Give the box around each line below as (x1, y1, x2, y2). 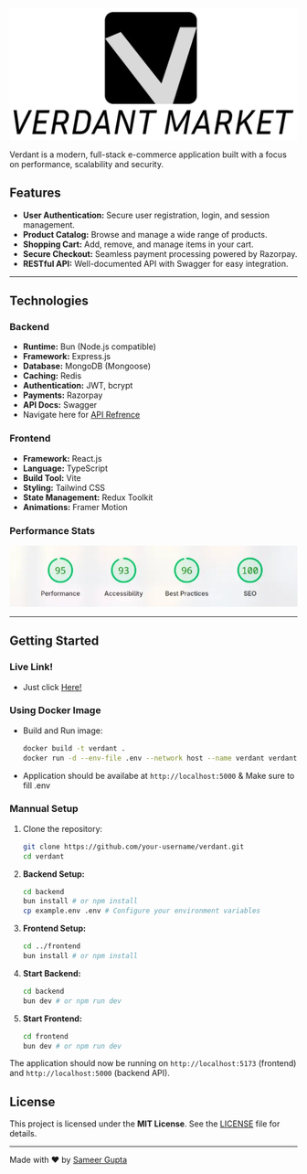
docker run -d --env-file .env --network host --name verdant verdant (22, 753, 298, 763)
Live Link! (9, 661, 53, 674)
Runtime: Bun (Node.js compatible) (22, 341, 157, 352)
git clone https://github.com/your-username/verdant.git (22, 842, 245, 851)
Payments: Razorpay (22, 390, 103, 400)
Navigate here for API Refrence (22, 410, 141, 421)
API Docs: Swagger (22, 400, 98, 411)
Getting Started (9, 634, 100, 649)
